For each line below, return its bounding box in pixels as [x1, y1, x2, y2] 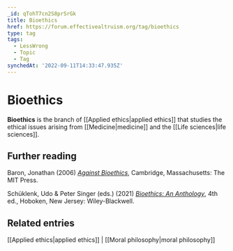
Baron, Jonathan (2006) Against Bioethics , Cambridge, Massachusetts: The [7, 169, 225, 177]
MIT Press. [7, 176, 38, 185]
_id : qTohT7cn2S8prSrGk [7, 10, 77, 17]
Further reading [7, 150, 77, 162]
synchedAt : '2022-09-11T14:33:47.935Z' [7, 62, 123, 69]
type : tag [7, 29, 36, 37]
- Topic [13, 50, 36, 56]
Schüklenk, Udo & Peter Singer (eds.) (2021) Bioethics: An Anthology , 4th [7, 190, 218, 198]
